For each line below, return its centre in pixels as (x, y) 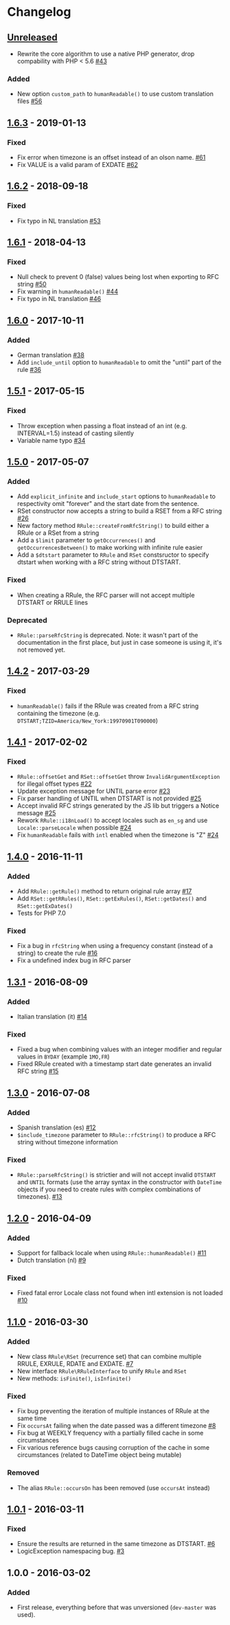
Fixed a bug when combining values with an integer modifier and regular (119, 1050)
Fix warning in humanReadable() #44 (68, 291)
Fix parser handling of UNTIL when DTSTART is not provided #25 (109, 799)
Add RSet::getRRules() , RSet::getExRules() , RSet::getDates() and (112, 898)
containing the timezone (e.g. (59, 713)
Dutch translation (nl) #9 (51, 1260)
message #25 (36, 813)
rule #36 (29, 370)
